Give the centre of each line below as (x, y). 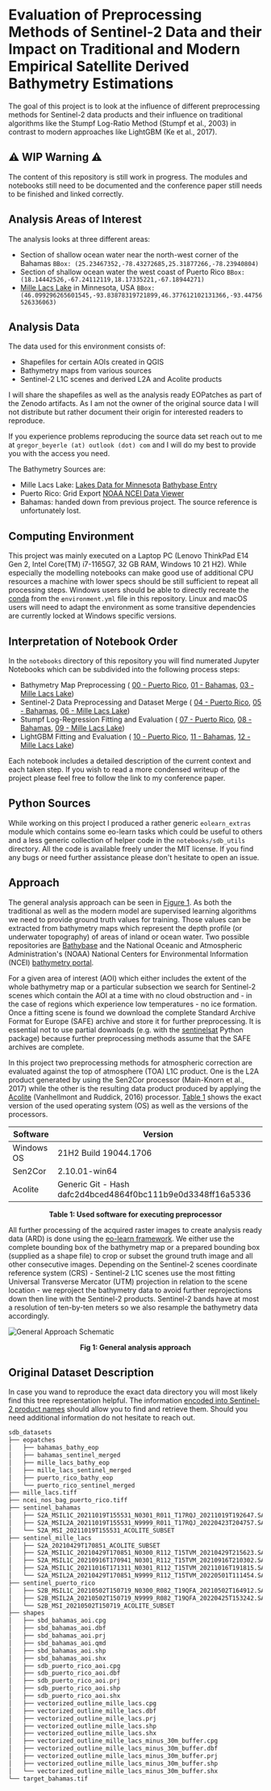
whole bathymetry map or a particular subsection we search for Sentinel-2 (132, 987)
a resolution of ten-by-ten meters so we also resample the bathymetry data (133, 1307)
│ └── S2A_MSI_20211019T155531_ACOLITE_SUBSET (92, 1531)
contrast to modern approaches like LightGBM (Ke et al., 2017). (113, 132)
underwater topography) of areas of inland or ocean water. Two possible (129, 937)
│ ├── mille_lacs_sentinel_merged (70, 1470)
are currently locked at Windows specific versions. (93, 616)
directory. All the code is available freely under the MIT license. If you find (131, 849)
